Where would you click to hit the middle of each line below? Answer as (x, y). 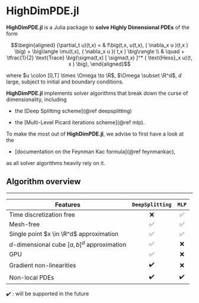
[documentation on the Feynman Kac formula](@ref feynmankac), (95, 151)
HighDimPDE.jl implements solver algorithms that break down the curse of (97, 93)
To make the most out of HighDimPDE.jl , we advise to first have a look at (95, 134)
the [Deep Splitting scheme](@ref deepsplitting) (73, 111)
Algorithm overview (44, 182)
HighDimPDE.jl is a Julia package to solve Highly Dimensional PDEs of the (98, 27)
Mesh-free (25, 224)
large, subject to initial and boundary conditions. (65, 82)
